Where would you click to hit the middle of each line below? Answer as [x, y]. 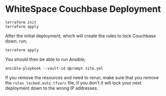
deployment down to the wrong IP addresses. [52, 88]
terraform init [21, 22]
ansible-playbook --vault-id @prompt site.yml [54, 68]
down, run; [16, 41]
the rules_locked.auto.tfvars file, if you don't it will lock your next [73, 83]
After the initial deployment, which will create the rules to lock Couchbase [81, 36]
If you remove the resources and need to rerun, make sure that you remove [82, 77]
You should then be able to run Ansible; [45, 59]
